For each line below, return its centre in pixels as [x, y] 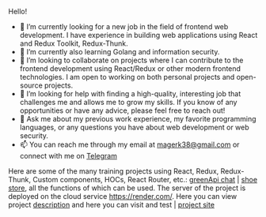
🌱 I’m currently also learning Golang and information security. [120, 52]
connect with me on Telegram [68, 156]
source [31, 85]
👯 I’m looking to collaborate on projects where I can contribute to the [131, 60]
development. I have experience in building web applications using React [139, 35]
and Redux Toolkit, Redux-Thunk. [74, 43]
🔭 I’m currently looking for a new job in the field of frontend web [124, 26]
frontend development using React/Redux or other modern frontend [130, 69]
